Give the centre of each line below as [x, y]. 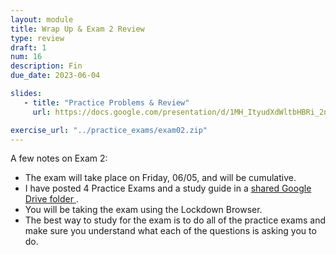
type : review [37, 38]
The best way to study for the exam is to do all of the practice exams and [175, 220]
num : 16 [26, 57]
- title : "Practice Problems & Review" [106, 102]
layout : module [42, 19]
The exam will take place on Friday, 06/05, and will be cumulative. [160, 178]
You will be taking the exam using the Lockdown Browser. [143, 210]
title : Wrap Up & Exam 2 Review [77, 29]
